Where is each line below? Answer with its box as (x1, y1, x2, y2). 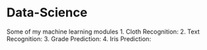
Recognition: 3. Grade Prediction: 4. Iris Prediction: (6, 34, 151, 42)
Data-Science (6, 5, 88, 21)
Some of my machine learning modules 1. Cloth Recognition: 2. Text (6, 27, 200, 36)
